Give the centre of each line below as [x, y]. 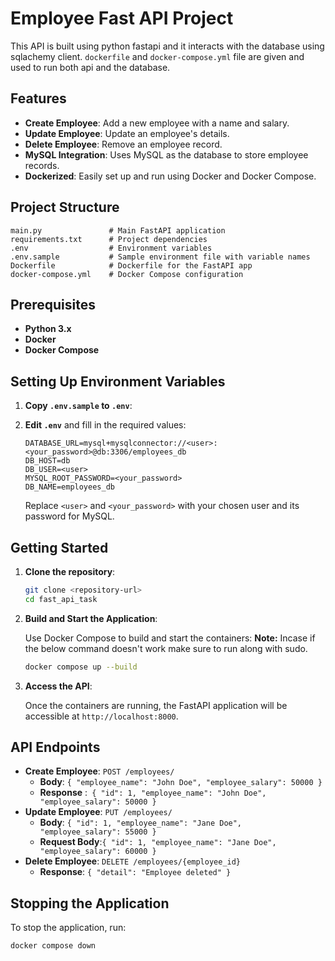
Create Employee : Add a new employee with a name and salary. [157, 123]
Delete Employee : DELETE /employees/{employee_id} [133, 861]
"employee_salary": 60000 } [98, 852]
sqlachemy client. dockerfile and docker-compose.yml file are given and [157, 56]
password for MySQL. [69, 516]
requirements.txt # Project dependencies [109, 239]
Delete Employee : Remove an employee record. [123, 144]
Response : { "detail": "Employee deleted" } [135, 872]
